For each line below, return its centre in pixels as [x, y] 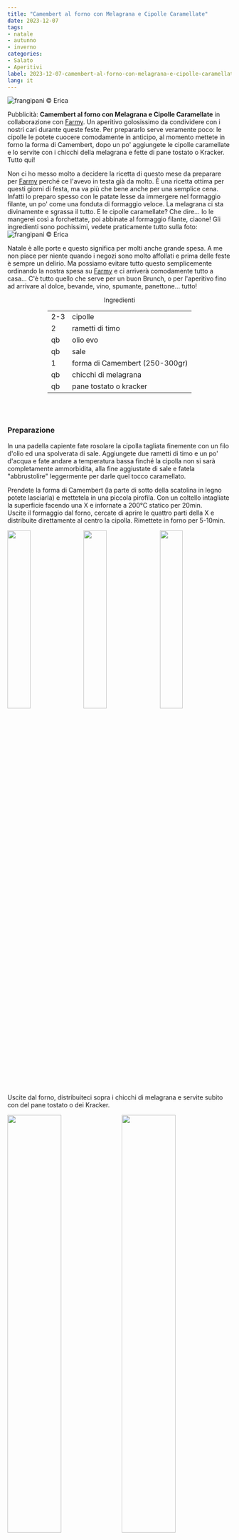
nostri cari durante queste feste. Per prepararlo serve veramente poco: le [115, 130]
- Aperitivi [25, 67]
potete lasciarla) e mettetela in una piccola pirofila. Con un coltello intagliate [118, 498]
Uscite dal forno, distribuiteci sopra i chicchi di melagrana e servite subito [115, 1097]
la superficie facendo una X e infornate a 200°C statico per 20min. [105, 505]
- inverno [22, 47]
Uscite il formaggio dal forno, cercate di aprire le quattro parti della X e [111, 513]
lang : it [20, 80]
